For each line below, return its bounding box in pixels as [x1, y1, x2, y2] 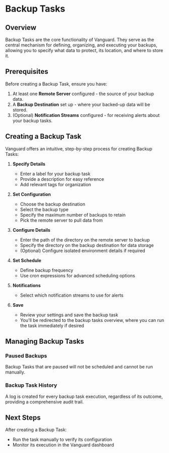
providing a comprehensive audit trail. [5, 398, 84, 405]
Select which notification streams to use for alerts [20, 292, 124, 298]
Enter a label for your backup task [20, 171, 91, 177]
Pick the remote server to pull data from [20, 217, 103, 223]
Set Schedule [12, 257, 41, 263]
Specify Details [12, 160, 45, 167]
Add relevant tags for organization [20, 181, 91, 187]
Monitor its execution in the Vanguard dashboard [12, 442, 115, 448]
